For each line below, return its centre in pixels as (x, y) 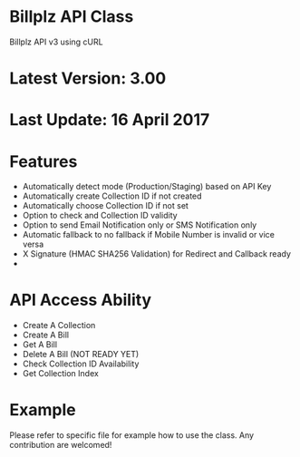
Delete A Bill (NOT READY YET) (81, 355)
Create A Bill (46, 335)
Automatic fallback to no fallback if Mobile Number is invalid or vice (148, 235)
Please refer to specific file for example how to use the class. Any (132, 435)
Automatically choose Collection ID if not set (105, 206)
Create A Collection (59, 326)
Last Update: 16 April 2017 (110, 120)
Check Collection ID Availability (81, 364)
